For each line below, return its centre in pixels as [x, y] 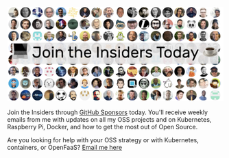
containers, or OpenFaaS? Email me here [64, 147]
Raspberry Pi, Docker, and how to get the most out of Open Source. [103, 127]
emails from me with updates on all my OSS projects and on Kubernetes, [109, 119]
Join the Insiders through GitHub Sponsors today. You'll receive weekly [107, 112]
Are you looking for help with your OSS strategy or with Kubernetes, [103, 140]
